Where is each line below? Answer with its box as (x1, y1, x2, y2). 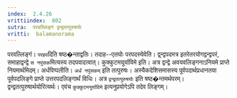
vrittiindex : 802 (7, 17, 62, 24)
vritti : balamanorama (7, 30, 75, 38)
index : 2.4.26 (7, 10, 53, 18)
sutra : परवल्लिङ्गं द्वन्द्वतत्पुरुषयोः (7, 23, 82, 31)
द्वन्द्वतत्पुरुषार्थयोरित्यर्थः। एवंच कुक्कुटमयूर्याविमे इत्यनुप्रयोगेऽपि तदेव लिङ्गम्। (7, 82, 169, 91)
